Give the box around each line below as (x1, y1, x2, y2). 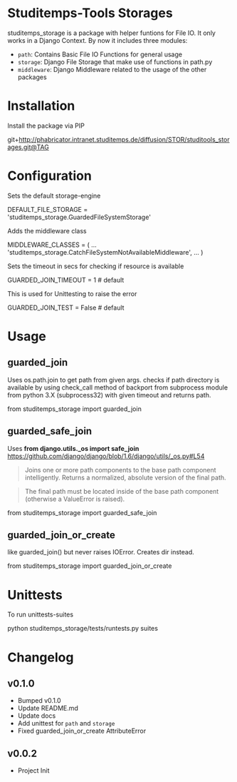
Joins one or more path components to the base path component (24, 465, 216, 474)
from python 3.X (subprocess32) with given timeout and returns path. (7, 390, 211, 399)
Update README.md (17, 704, 78, 713)
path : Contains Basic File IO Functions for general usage (17, 50, 183, 59)
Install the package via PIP (7, 121, 85, 130)
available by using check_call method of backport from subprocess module (7, 383, 228, 392)
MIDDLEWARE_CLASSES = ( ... (7, 240, 98, 249)
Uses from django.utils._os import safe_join (7, 444, 139, 452)
